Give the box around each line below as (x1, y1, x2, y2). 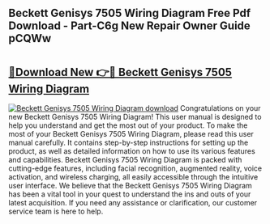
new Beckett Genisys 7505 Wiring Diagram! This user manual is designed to (8, 112, 262, 121)
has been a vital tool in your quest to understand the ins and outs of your (8, 189, 251, 199)
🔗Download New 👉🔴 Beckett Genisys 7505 (8, 65, 233, 79)
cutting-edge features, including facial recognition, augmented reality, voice (8, 163, 262, 173)
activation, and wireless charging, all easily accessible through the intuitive (8, 172, 259, 181)
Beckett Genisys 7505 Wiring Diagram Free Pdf (8, 6, 251, 20)
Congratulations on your (179, 104, 261, 112)
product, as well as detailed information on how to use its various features (8, 146, 255, 156)
